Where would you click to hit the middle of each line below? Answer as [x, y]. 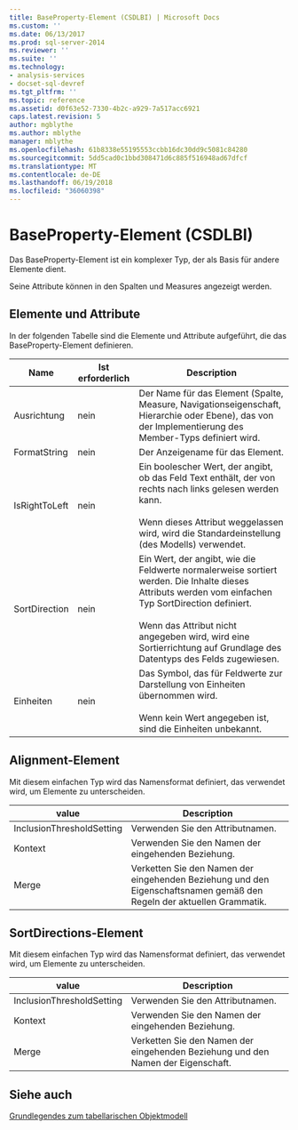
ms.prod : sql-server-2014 [57, 42]
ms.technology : [37, 68]
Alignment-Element [64, 761]
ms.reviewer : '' [39, 51]
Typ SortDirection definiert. [196, 603]
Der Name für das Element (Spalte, [211, 393]
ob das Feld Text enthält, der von [207, 477]
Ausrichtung [39, 415]
